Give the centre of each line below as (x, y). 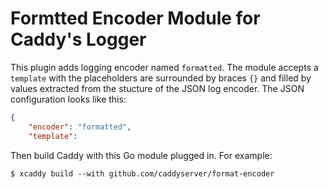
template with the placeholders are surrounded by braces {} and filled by (161, 78)
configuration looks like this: (68, 99)
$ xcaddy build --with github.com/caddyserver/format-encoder (142, 173)
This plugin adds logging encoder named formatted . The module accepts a (164, 67)
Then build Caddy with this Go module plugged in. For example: (141, 155)
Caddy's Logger (78, 39)
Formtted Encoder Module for (135, 18)
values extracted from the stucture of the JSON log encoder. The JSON (157, 88)
